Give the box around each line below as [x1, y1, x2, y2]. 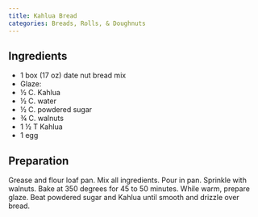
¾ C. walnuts [19, 114, 64, 123]
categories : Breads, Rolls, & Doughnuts [8, 19, 147, 27]
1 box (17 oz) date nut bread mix [19, 70, 127, 81]
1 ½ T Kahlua [19, 122, 63, 131]
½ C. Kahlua [19, 88, 60, 98]
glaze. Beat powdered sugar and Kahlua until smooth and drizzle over [8, 193, 239, 202]
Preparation [8, 154, 69, 168]
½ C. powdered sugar [19, 105, 93, 115]
